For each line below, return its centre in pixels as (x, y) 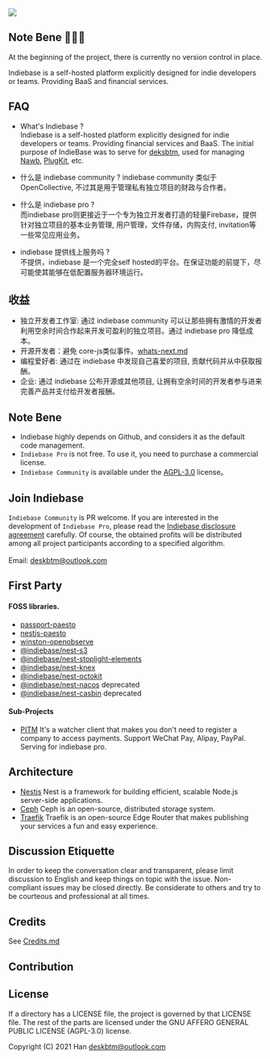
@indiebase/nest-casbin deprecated (81, 693)
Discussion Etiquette (62, 851)
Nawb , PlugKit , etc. (52, 160)
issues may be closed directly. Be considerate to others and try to (152, 888)
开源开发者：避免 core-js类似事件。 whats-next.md (104, 351)
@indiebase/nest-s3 (54, 650)
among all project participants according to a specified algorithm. (117, 544)
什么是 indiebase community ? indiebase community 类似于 (118, 177)
